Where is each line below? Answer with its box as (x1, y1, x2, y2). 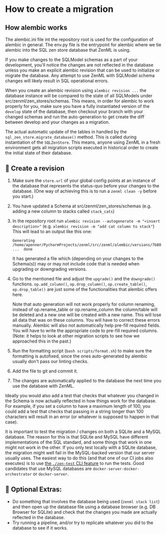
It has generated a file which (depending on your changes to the (12, 255, 144, 262)
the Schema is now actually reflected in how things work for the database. (5, 398, 157, 404)
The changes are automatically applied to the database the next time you (12, 377, 162, 383)
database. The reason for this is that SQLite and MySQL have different (5, 434, 149, 440)
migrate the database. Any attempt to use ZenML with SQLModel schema (5, 73, 155, 78)
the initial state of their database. (5, 150, 72, 156)
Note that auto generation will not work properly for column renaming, (12, 301, 156, 307)
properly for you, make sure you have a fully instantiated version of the (5, 103, 150, 109)
